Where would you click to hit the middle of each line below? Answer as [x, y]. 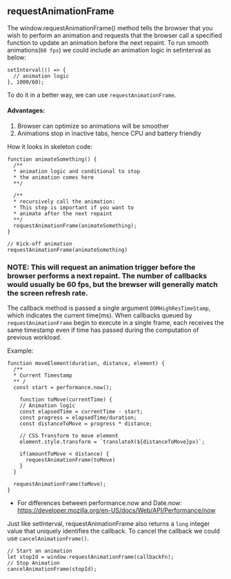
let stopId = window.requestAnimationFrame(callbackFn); [91, 557]
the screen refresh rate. [48, 293]
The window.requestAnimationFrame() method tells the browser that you [110, 28]
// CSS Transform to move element [69, 436]
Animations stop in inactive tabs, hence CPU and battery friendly [109, 133]
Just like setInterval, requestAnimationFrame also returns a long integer [109, 524]
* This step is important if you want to [74, 208]
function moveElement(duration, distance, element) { [86, 364]
